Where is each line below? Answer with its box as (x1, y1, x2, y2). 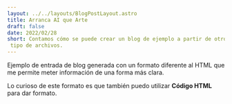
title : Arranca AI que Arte (7, 17, 88, 23)
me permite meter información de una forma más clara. (7, 68, 164, 76)
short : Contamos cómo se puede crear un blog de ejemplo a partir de (7, 36, 212, 43)
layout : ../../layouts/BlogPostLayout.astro (7, 10, 137, 17)
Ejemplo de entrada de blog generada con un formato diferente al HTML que (7, 61, 225, 69)
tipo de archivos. (10, 42, 64, 49)
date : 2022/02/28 (7, 29, 57, 37)
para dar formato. (7, 89, 57, 97)
